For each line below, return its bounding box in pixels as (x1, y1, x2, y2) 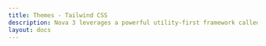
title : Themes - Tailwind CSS (8, 11, 108, 19)
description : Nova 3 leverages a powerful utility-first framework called (8, 19, 260, 27)
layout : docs (8, 26, 51, 34)
